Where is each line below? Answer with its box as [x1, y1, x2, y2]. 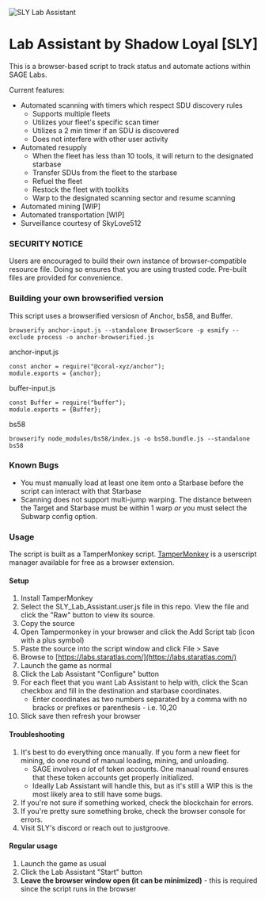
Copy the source [20, 619, 75, 628]
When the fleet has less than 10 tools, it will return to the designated [32, 151, 254, 160]
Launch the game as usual [20, 858, 107, 868]
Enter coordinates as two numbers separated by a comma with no [32, 694, 248, 704]
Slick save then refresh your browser [20, 712, 141, 721]
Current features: [9, 85, 66, 94]
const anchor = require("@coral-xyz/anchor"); [9, 362, 165, 370]
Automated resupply [20, 143, 88, 152]
